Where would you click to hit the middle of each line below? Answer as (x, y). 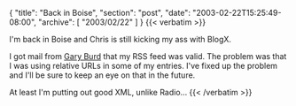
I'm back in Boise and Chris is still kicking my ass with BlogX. (121, 39)
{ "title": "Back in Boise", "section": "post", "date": (100, 13)
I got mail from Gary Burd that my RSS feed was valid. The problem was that (148, 56)
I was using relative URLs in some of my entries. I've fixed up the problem (143, 66)
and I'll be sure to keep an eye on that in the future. (102, 75)
